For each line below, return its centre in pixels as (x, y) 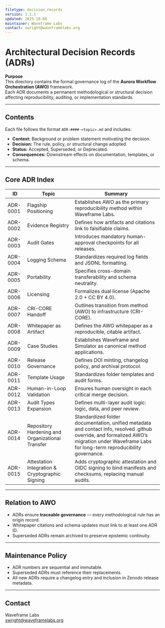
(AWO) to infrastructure (102, 312)
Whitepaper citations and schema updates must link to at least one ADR (85, 525)
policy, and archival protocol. (108, 366)
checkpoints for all (117, 243)
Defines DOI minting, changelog (111, 360)
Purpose (14, 76)
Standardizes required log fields (111, 256)
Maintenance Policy (36, 555)
